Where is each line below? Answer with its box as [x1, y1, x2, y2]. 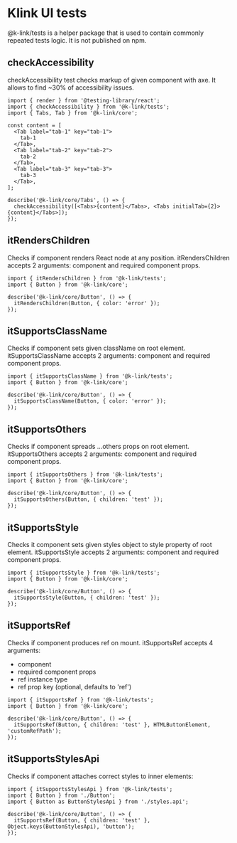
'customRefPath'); [7, 727, 62, 734]
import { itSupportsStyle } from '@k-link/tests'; [7, 569, 160, 576]
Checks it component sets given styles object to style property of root [7, 541, 213, 548]
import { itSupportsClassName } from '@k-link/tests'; [7, 373, 173, 380]
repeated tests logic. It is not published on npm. [7, 36, 147, 44]
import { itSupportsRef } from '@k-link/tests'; [7, 696, 154, 704]
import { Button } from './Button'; [7, 792, 116, 799]
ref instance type [17, 674, 68, 684]
